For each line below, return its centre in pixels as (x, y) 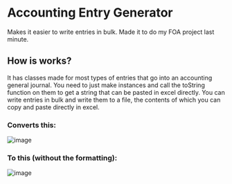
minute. (18, 39)
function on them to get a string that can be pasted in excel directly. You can (116, 92)
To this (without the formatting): (62, 158)
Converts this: (32, 125)
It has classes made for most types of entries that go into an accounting (110, 77)
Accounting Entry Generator (90, 13)
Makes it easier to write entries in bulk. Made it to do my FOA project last (111, 32)
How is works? (39, 61)
